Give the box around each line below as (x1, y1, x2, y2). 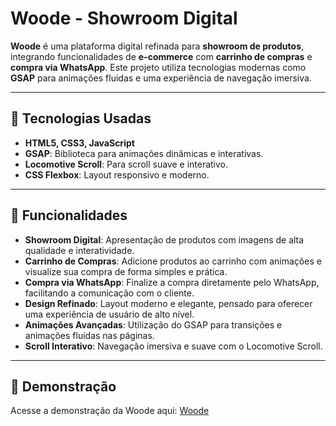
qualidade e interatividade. (24, 244, 135, 256)
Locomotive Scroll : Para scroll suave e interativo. (24, 158, 229, 170)
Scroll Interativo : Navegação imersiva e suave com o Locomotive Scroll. (24, 340, 323, 352)
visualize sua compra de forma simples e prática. (24, 265, 228, 277)
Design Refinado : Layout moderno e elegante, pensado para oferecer (24, 297, 313, 309)
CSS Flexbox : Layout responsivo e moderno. (24, 168, 210, 181)
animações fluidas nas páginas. (24, 329, 155, 341)
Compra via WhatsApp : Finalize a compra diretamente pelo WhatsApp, (24, 276, 320, 288)
